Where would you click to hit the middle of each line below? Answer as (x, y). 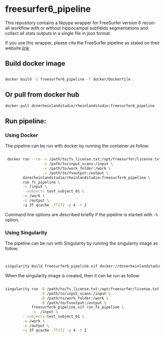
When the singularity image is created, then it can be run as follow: (73, 275)
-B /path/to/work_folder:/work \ (74, 298)
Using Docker (22, 135)
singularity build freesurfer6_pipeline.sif (51, 266)
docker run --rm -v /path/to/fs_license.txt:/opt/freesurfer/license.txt (84, 159)
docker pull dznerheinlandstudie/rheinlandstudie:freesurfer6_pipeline (80, 106)
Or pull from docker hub (42, 95)
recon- (149, 23)
